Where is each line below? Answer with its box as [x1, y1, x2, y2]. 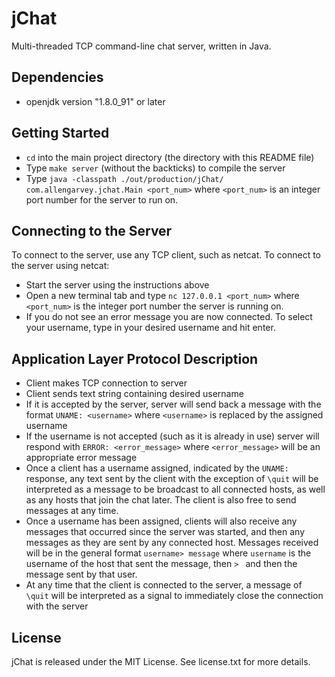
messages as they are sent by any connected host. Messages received [25, 537, 319, 549]
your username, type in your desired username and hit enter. [25, 322, 276, 334]
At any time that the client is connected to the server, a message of [25, 579, 303, 591]
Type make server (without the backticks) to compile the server [25, 162, 286, 174]
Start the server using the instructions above [25, 279, 210, 291]
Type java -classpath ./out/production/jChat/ [25, 172, 224, 184]
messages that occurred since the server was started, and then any [25, 526, 306, 538]
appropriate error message [25, 452, 138, 464]
